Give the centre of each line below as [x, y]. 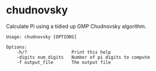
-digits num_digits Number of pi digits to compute [83, 57]
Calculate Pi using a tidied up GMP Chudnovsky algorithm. [76, 26]
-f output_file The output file [64, 62]
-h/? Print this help [64, 52]
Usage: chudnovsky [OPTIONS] [41, 37]
